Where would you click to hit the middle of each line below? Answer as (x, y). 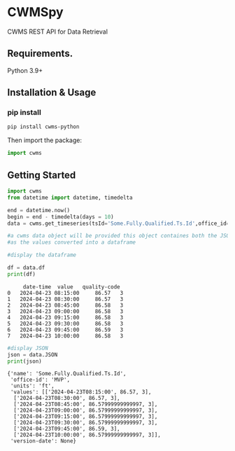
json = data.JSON (33, 354)
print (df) (22, 274)
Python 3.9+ (25, 70)
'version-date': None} (43, 441)
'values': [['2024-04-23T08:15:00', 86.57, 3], (81, 392)
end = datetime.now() (39, 210)
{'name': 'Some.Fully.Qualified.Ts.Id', (67, 374)
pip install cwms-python (43, 127)
